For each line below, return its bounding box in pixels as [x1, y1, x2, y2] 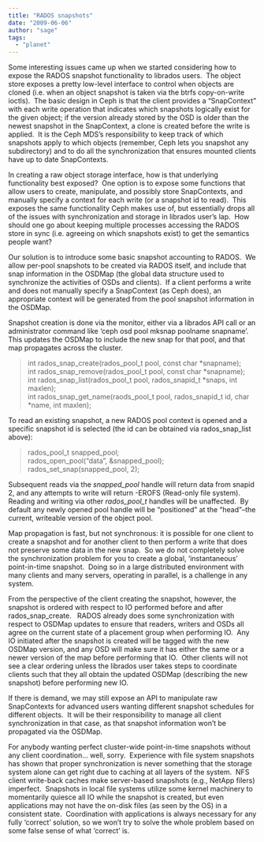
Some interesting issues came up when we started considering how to [8, 62, 236, 72]
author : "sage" [8, 26, 58, 34]
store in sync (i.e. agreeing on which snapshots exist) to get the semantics [8, 229, 250, 238]
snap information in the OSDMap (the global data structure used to [8, 269, 225, 279]
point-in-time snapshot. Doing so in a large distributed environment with [8, 562, 244, 572]
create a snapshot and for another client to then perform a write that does [8, 537, 248, 547]
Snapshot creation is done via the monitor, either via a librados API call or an [8, 318, 256, 327]
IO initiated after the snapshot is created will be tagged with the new [8, 636, 230, 646]
